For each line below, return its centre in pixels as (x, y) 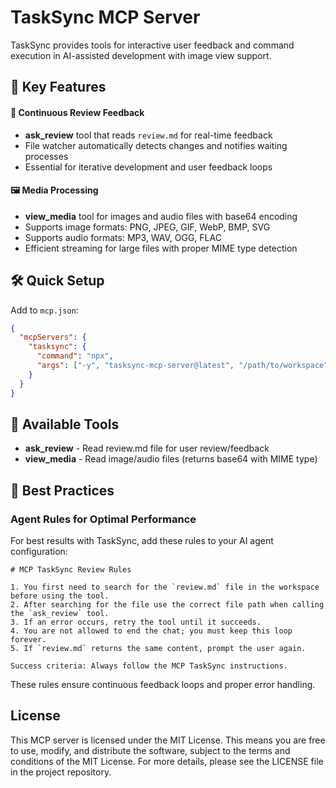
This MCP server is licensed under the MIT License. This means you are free (168, 740)
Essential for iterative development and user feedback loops (148, 167)
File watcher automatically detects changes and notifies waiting (156, 145)
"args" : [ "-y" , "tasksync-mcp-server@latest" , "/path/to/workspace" (182, 366)
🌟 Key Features (58, 87)
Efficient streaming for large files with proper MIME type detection (161, 248)
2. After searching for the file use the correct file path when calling (167, 605)
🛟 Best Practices (62, 490)
